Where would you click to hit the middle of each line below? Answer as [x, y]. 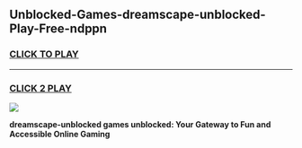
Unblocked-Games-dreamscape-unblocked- [138, 15]
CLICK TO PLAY [44, 55]
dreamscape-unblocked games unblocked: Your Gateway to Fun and [140, 124]
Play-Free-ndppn [58, 29]
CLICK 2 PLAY [40, 88]
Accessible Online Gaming [60, 134]
